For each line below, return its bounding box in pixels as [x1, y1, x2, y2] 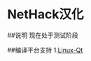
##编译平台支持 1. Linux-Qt [7, 46, 83, 54]
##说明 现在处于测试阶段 [7, 31, 78, 39]
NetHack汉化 [7, 6, 84, 22]
